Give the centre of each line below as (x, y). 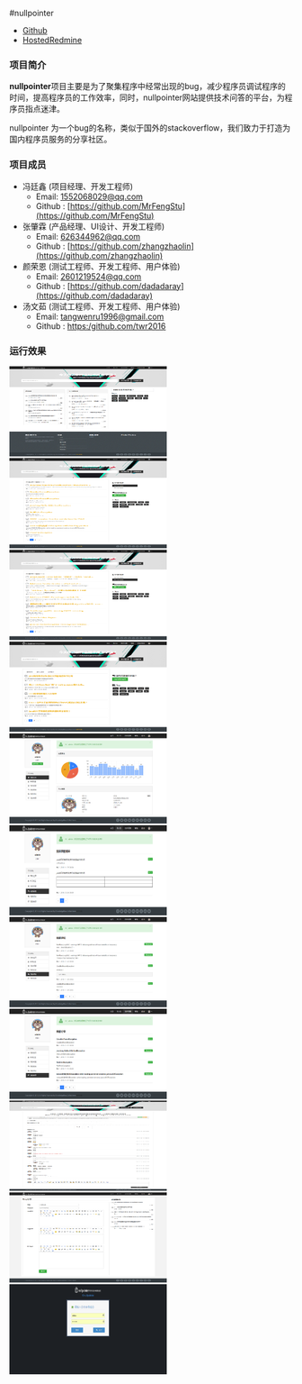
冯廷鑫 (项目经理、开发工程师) (77, 186)
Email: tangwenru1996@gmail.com (100, 316)
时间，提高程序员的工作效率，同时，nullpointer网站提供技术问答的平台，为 (147, 97)
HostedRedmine (52, 40)
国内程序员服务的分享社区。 (61, 140)
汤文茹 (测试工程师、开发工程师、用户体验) (101, 306)
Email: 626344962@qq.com (88, 236)
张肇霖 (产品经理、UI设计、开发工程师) (93, 226)
